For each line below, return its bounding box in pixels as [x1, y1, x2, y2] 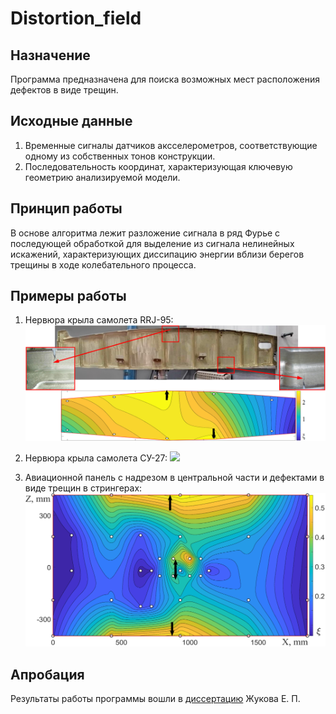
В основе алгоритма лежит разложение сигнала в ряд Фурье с [10, 227, 281, 239]
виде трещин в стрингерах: [24, 482, 143, 494]
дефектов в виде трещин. [10, 84, 119, 96]
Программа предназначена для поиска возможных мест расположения [10, 73, 320, 85]
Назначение [10, 47, 91, 64]
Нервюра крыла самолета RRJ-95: [24, 314, 174, 326]
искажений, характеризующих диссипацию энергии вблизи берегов [10, 248, 305, 260]
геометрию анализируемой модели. [24, 171, 181, 183]
